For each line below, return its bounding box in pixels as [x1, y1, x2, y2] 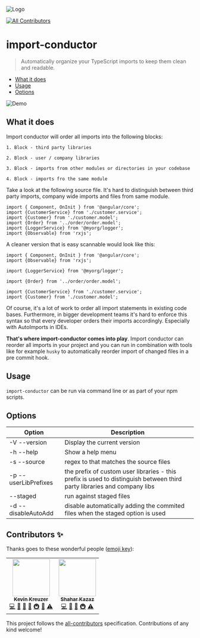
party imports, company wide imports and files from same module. [6, 193, 170, 200]
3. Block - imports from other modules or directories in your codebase [6, 165, 190, 171]
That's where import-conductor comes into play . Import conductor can [6, 335, 184, 342]
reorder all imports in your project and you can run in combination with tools [6, 341, 192, 348]
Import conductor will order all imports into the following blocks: [6, 133, 163, 140]
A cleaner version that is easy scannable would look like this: [6, 240, 155, 247]
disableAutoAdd [9, 509, 54, 518]
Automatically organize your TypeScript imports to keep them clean [20, 57, 186, 65]
